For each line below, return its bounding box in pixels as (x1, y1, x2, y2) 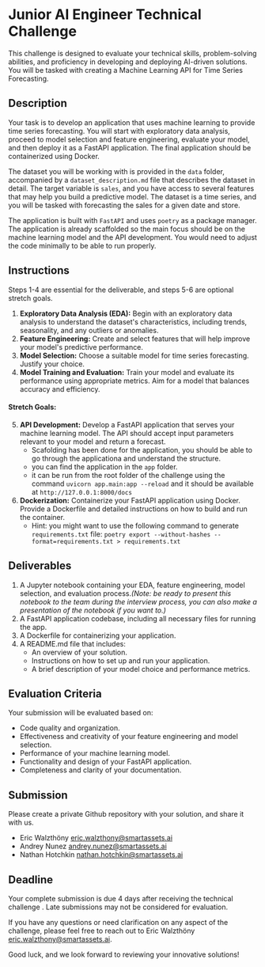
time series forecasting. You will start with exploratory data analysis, (8, 126, 231, 135)
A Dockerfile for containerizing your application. (19, 631, 176, 640)
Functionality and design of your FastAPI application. (19, 757, 192, 767)
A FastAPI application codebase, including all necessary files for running (19, 613, 256, 623)
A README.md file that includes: (19, 639, 127, 648)
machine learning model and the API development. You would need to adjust (8, 232, 257, 242)
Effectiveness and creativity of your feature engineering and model (19, 732, 239, 741)
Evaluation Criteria (8, 687, 102, 700)
